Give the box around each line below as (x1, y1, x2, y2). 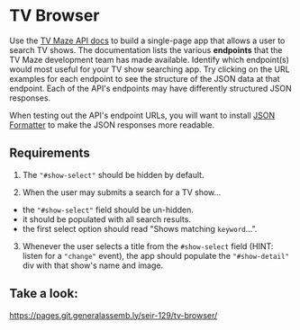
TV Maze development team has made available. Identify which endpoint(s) (9, 54, 290, 65)
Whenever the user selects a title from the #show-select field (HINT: (22, 240, 274, 252)
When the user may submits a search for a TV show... (22, 186, 222, 198)
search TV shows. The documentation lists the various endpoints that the (9, 44, 283, 55)
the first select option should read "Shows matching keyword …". (22, 223, 258, 234)
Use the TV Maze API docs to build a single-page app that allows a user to (9, 35, 286, 46)
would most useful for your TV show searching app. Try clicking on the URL (9, 64, 290, 75)
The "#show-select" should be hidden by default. (22, 169, 205, 180)
